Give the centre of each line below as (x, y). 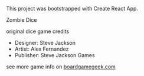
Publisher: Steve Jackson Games (55, 55)
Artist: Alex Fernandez (42, 49)
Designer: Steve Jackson (45, 43)
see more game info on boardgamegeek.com (61, 67)
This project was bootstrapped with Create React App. (72, 9)
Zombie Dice (22, 20)
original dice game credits (38, 31)
